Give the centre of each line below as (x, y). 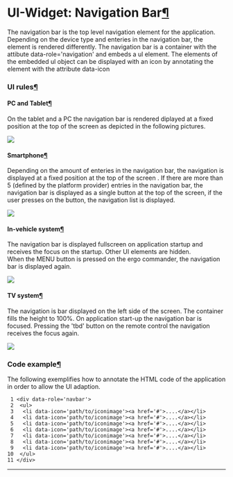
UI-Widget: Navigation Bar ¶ (88, 13)
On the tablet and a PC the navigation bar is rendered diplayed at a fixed (110, 119)
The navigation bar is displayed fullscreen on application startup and (105, 244)
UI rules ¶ (23, 87)
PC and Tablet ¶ (29, 103)
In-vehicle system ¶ (36, 229)
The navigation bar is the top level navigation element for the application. (111, 32)
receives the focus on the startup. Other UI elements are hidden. (99, 252)
